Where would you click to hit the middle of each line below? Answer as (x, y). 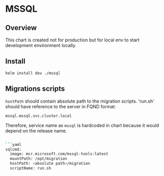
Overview (21, 28)
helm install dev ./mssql (33, 73)
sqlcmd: (14, 149)
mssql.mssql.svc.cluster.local (39, 116)
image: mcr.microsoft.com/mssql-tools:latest (59, 154)
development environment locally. (41, 45)
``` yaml (14, 144)
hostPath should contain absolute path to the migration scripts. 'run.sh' (80, 101)
